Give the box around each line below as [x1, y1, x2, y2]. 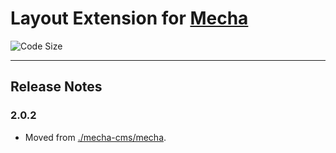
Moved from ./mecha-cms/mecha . [24, 131, 167, 143]
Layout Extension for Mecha [10, 7, 249, 30]
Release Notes [10, 78, 103, 96]
